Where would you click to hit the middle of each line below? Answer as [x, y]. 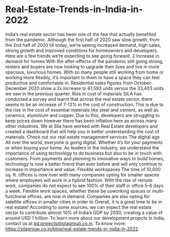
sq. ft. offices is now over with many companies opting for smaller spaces [82, 174]
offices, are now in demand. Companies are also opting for [89, 196]
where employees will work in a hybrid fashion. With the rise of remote [79, 180]
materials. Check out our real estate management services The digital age [82, 137]
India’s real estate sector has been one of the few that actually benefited [81, 34]
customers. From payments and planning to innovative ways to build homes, [85, 158]
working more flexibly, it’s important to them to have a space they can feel [82, 77]
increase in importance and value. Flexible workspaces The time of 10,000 [83, 169]
